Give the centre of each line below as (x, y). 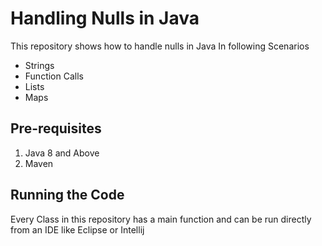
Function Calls (54, 76)
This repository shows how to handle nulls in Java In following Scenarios (160, 46)
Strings (39, 65)
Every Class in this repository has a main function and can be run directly (161, 219)
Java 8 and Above (62, 153)
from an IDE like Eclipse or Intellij (77, 229)
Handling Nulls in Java (105, 18)
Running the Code (67, 195)
